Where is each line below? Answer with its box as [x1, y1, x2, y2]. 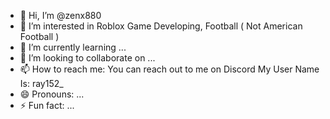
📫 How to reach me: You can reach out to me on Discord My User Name [19, 63, 320, 75]
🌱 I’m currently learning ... [19, 41, 127, 53]
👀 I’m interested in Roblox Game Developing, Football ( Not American [19, 20, 303, 32]
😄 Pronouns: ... [19, 88, 85, 100]
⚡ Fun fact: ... [19, 100, 75, 111]
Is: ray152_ [19, 78, 64, 89]
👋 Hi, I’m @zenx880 [19, 10, 102, 21]
